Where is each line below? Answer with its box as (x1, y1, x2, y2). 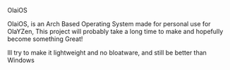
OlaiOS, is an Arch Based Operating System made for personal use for (7, 20, 211, 28)
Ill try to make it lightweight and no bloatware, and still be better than (7, 49, 207, 57)
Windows (7, 56, 35, 64)
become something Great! (7, 35, 83, 43)
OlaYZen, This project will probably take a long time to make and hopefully (7, 28, 224, 35)
